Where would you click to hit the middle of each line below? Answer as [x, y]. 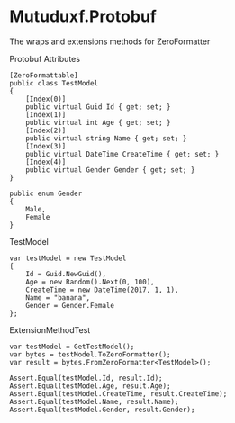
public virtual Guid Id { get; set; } [98, 107]
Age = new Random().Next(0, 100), [90, 282]
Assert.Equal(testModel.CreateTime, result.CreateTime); [118, 393]
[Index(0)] [46, 99]
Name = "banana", [58, 297]
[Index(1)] [46, 114]
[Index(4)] [46, 162]
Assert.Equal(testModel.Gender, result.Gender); [102, 409]
